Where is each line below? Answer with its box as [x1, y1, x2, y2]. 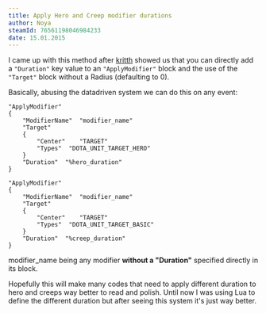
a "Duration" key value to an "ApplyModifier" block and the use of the [8, 64, 238, 74]
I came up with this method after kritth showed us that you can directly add [8, 55, 254, 65]
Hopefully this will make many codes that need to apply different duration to [8, 279, 256, 289]
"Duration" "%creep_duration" [22, 235, 126, 242]
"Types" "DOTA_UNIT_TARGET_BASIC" [37, 221, 155, 229]
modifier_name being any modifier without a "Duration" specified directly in [8, 255, 259, 265]
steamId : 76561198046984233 [8, 26, 102, 34]
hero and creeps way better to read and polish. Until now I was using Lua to [8, 288, 256, 297]
